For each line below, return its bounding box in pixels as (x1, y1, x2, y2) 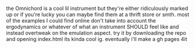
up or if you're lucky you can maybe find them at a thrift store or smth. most (6, 11, 190, 18)
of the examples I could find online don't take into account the (6, 17, 156, 24)
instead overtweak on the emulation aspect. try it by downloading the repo (6, 29, 186, 36)
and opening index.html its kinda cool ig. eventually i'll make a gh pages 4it (6, 36, 187, 42)
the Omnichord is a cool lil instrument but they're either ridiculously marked (6, 5, 189, 12)
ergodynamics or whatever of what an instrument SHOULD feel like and (6, 23, 179, 30)
